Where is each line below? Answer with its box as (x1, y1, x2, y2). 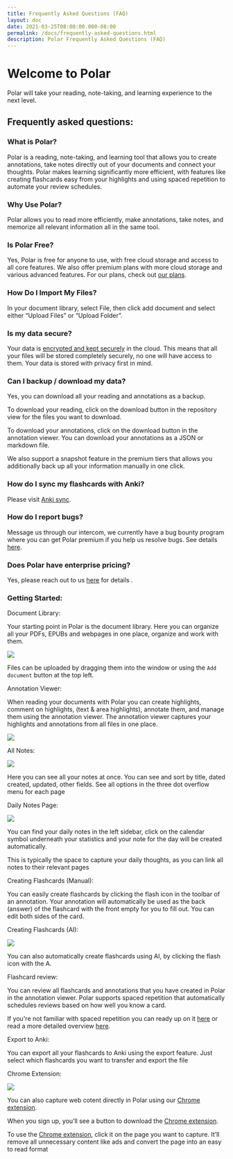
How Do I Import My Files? (7, 288, 97, 298)
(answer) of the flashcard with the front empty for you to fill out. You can (7, 905, 215, 913)
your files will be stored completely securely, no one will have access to (7, 351, 212, 359)
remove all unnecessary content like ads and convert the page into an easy (7, 1137, 222, 1146)
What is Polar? (7, 137, 58, 146)
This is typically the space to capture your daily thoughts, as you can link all (7, 856, 224, 864)
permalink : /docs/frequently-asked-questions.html (7, 29, 157, 37)
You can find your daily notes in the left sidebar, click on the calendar (7, 827, 205, 836)
